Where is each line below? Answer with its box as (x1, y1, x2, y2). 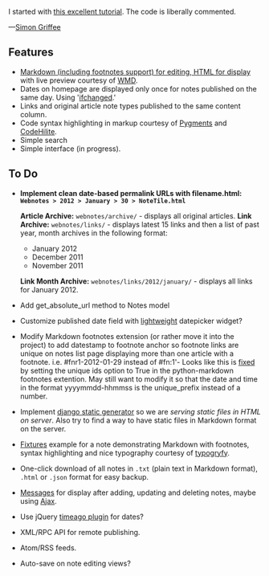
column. (19, 109, 47, 119)
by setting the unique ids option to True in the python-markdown (19, 366, 234, 375)
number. (19, 391, 48, 401)
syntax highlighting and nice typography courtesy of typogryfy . (19, 447, 230, 457)
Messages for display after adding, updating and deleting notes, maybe (19, 488, 257, 497)
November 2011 (31, 260, 84, 270)
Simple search (19, 135, 68, 145)
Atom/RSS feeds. (19, 542, 77, 553)
